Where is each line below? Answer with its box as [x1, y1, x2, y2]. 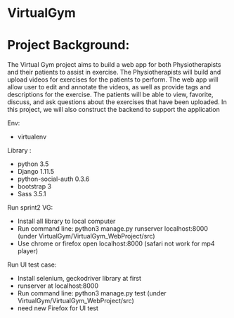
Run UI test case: [7, 260, 57, 269]
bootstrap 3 [17, 182, 51, 191]
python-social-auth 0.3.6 [17, 174, 90, 184]
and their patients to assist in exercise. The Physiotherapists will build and [7, 68, 221, 77]
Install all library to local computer [17, 217, 116, 226]
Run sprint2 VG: [7, 203, 53, 212]
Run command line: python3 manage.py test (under [17, 289, 167, 298]
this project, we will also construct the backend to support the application [7, 106, 220, 114]
